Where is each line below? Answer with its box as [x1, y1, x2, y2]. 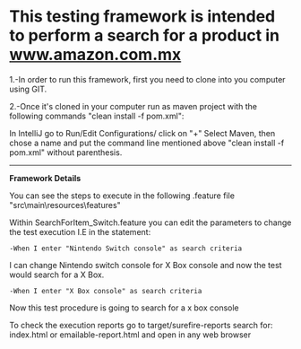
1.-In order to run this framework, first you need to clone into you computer [9, 74, 286, 84]
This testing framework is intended [9, 6, 276, 27]
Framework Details [9, 172, 82, 183]
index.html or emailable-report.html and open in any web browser [9, 329, 252, 340]
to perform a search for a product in [9, 25, 280, 46]
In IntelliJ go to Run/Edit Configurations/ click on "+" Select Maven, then [9, 127, 276, 138]
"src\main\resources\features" [9, 199, 121, 210]
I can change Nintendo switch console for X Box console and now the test [9, 259, 282, 270]
